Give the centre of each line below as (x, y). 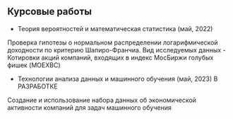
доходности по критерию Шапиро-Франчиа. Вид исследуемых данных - (116, 50)
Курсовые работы (49, 12)
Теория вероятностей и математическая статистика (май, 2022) (115, 28)
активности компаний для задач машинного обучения (89, 107)
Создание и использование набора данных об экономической (102, 100)
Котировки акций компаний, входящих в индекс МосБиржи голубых (110, 57)
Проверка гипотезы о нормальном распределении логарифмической (113, 42)
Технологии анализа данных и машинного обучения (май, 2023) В (118, 79)
